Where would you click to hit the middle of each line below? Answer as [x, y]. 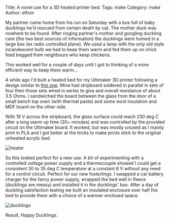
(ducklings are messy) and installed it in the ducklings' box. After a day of [82, 185]
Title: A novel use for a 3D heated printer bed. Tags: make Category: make [83, 7]
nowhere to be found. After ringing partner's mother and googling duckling [83, 33]
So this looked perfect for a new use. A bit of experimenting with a [74, 158]
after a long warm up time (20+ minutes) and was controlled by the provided [85, 122]
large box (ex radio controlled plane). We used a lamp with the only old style [85, 44]
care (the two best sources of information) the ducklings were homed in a [82, 39]
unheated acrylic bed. [28, 138]
